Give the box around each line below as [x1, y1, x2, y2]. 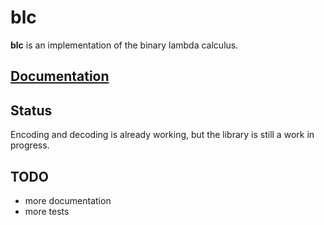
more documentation [24, 194, 112, 206]
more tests [24, 205, 70, 217]
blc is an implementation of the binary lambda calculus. [10, 39, 239, 51]
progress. [10, 139, 50, 151]
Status [10, 102, 53, 119]
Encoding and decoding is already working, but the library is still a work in [10, 129, 315, 141]
